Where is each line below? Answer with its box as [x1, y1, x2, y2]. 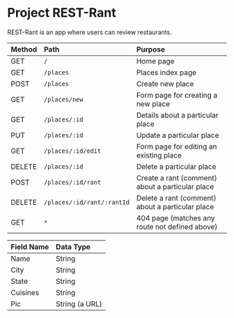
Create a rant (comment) [136, 173, 217, 183]
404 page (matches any [136, 213, 215, 222]
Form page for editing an [136, 142, 217, 151]
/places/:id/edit [44, 146, 102, 155]
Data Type [55, 242, 91, 252]
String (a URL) [55, 298, 102, 308]
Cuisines [10, 287, 40, 297]
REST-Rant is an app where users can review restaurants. [7, 28, 172, 36]
